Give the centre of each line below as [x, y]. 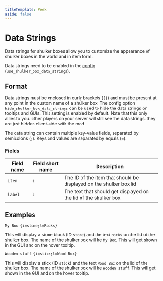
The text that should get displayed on [106, 191]
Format [16, 86]
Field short [46, 163]
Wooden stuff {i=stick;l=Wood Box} [41, 254]
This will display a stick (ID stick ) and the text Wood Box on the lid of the [76, 263]
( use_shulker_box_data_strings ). [38, 71]
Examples [20, 214]
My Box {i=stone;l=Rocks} [31, 226]
